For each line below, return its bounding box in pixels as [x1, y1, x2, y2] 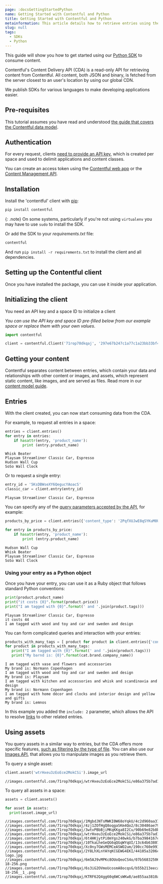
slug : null [5, 25, 27, 30]
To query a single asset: [5, 761, 53, 767]
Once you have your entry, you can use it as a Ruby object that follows [5, 580, 146, 586]
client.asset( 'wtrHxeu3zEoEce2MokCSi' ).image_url [5, 770, 108, 775]
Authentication [5, 138, 52, 146]
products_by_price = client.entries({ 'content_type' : [5, 519, 116, 524]
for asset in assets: [5, 806, 49, 810]
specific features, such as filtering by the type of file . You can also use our [5, 746, 154, 752]
